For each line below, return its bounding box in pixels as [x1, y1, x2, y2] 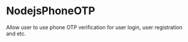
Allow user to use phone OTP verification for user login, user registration [6, 24, 183, 31]
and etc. [6, 30, 27, 37]
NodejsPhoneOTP [6, 4, 96, 18]
